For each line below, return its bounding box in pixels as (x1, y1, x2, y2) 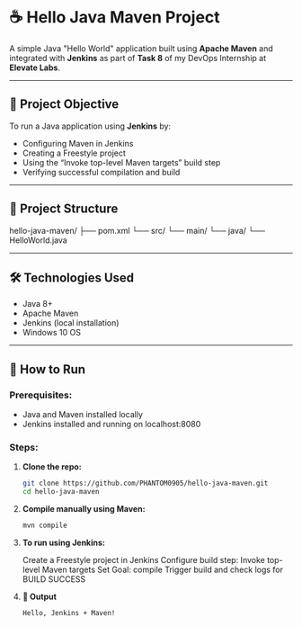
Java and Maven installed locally (22, 409, 144, 420)
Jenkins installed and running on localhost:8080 (22, 419, 201, 430)
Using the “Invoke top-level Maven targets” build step (22, 156, 221, 167)
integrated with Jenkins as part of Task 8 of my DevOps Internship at (9, 52, 267, 63)
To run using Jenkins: (22, 537, 106, 548)
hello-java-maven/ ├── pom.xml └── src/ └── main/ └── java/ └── (9, 225, 266, 236)
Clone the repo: (22, 461, 83, 472)
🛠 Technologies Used (9, 270, 135, 285)
